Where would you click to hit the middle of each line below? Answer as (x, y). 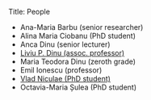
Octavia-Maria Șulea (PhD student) (78, 87)
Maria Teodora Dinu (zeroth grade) (78, 61)
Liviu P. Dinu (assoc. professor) (72, 53)
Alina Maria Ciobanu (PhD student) (78, 36)
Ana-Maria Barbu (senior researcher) (82, 27)
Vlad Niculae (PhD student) (65, 79)
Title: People (29, 12)
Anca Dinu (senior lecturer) (65, 44)
